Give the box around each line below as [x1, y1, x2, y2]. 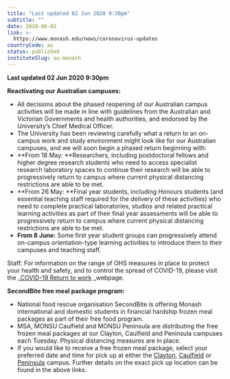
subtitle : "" [7, 16, 45, 23]
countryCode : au [7, 42, 54, 49]
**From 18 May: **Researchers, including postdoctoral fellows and [16, 151, 209, 159]
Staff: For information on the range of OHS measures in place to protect [7, 258, 209, 267]
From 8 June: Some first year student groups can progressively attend [16, 231, 218, 239]
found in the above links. [16, 365, 87, 374]
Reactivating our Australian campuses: [7, 86, 122, 95]
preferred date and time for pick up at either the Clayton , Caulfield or [16, 351, 212, 359]
